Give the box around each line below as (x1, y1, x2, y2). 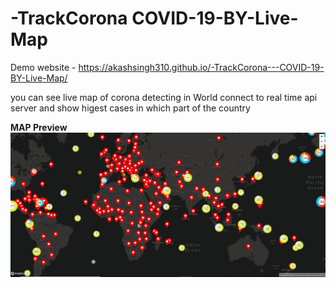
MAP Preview (10, 121, 68, 133)
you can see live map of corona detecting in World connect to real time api (10, 91, 318, 103)
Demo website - (10, 61, 77, 73)
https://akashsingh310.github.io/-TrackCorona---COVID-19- (78, 61, 325, 73)
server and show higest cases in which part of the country (10, 102, 251, 114)
